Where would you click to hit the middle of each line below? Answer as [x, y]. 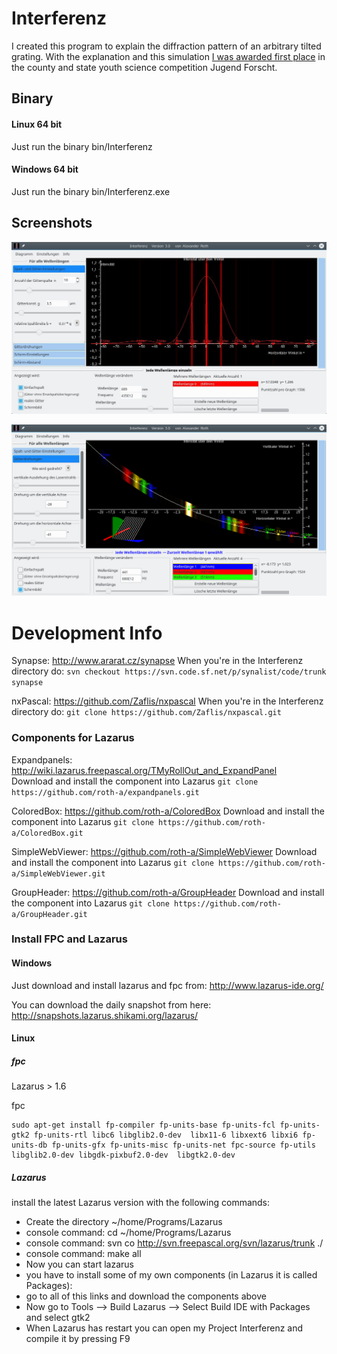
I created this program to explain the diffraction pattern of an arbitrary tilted [166, 46]
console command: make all [83, 1254]
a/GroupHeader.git [49, 914]
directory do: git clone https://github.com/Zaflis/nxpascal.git [146, 712]
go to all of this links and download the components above [146, 1296]
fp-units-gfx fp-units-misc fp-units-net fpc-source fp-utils [183, 1145]
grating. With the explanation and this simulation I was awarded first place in [168, 56]
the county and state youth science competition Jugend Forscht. [144, 67]
